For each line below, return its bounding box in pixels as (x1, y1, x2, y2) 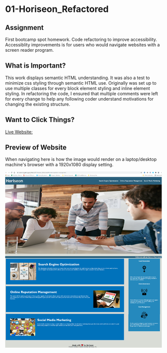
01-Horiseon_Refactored (5, 3, 109, 15)
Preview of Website (5, 143, 67, 152)
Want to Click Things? (5, 116, 75, 124)
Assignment (5, 23, 44, 32)
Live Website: (5, 128, 33, 135)
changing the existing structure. (5, 101, 71, 107)
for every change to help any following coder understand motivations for (5, 96, 154, 102)
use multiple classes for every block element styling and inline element (5, 85, 150, 91)
